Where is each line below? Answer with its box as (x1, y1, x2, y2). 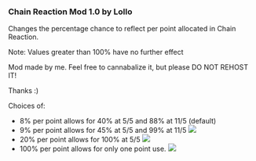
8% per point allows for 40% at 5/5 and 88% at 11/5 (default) (19, 116, 217, 126)
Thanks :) (8, 86, 39, 95)
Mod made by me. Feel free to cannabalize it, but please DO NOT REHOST (8, 63, 249, 72)
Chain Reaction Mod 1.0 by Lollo (8, 6, 133, 17)
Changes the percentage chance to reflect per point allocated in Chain (8, 24, 236, 34)
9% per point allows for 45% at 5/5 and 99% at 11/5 (19, 126, 187, 135)
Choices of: (8, 101, 46, 111)
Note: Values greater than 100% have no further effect (8, 48, 184, 57)
